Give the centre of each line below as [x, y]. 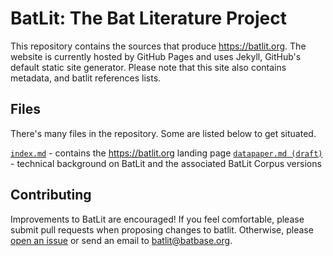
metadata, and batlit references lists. [86, 78]
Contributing [51, 195]
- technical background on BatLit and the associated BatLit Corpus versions [166, 163]
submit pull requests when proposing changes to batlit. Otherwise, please [162, 229]
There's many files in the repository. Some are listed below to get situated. [163, 133]
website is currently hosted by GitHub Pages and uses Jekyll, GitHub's [156, 56]
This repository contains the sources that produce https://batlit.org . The [158, 46]
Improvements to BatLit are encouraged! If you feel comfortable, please [157, 219]
